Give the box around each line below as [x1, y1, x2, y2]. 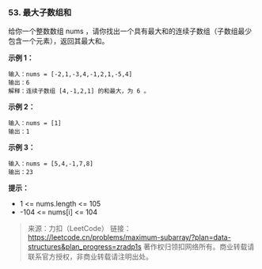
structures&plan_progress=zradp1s [27, 242, 142, 252]
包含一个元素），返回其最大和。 [8, 36, 109, 46]
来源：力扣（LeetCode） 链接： [27, 224, 131, 233]
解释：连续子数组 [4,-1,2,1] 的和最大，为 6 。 [8, 87, 150, 96]
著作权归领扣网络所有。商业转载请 [143, 242, 255, 252]
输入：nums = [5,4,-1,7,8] [8, 160, 93, 168]
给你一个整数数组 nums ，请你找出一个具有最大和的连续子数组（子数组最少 [8, 26, 253, 36]
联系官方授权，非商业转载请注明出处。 [27, 252, 153, 262]
